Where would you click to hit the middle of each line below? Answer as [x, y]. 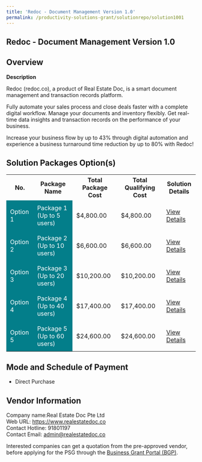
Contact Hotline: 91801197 [38, 428]
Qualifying [140, 188]
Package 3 [52, 268]
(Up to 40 [51, 306]
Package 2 [52, 238]
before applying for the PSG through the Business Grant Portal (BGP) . [92, 452]
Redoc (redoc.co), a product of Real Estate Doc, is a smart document [92, 89]
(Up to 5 [49, 215]
